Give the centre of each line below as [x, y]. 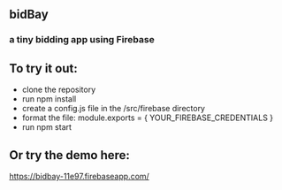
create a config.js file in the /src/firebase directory [114, 109]
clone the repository [59, 90]
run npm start [47, 127]
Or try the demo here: [70, 155]
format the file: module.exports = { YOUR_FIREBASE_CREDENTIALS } [148, 118]
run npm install [49, 99]
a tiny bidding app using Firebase [82, 40]
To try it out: [43, 68]
